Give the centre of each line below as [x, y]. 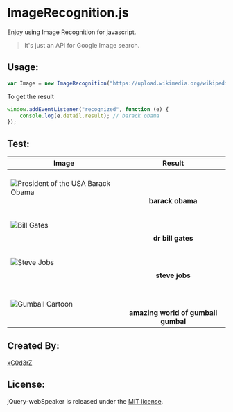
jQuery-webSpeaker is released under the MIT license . [85, 401]
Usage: [23, 67]
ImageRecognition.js [68, 13]
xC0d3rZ [20, 363]
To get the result [31, 96]
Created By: [34, 346]
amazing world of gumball [173, 313]
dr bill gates [173, 239]
